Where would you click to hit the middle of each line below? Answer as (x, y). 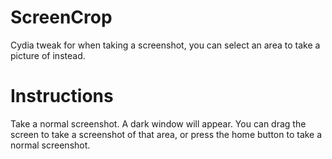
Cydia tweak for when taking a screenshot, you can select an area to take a (165, 45)
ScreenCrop (61, 17)
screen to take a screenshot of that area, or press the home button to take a (166, 134)
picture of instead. (48, 55)
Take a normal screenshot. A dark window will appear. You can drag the (158, 123)
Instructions (62, 96)
